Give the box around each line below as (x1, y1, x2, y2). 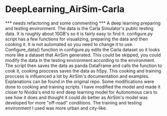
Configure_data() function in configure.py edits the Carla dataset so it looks (5, 46, 160, 52)
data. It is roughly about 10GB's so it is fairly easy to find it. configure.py (5, 30, 153, 36)
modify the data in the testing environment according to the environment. (5, 57, 156, 63)
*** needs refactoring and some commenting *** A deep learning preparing (5, 20, 161, 26)
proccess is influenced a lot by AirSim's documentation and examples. (5, 73, 150, 79)
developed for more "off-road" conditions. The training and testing (5, 99, 142, 105)
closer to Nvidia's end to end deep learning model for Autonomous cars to (5, 89, 158, 95)
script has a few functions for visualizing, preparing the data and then (5, 36, 148, 42)
